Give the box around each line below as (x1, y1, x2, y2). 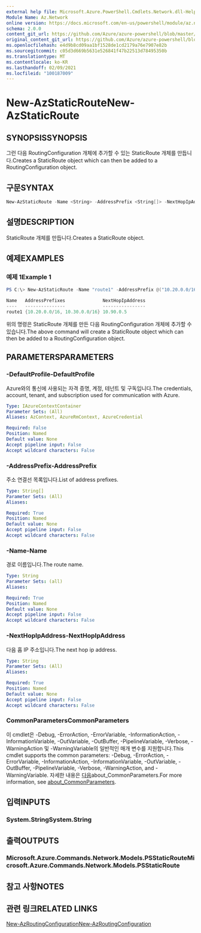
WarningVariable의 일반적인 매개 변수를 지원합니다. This (53, 744, 184, 752)
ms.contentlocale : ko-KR (6, 59, 68, 65)
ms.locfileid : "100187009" (6, 70, 74, 76)
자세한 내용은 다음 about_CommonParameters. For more (50, 771, 182, 779)
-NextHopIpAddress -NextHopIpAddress (6, 631, 126, 640)
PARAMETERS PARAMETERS (6, 352, 114, 362)
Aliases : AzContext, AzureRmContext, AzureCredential (6, 414, 144, 421)
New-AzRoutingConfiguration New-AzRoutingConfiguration (6, 920, 151, 927)
